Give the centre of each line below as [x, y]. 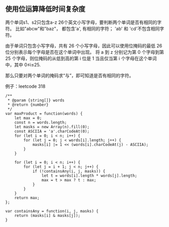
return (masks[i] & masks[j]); [47, 215]
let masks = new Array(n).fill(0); [52, 127]
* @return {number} [28, 105]
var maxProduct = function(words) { [44, 113]
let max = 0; [28, 118]
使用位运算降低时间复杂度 [45, 9]
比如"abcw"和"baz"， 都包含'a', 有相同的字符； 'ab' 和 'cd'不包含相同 [87, 28]
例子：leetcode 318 [25, 86]
